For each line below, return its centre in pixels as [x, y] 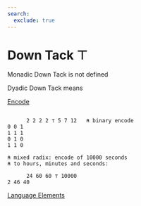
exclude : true [34, 20]
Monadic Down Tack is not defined [58, 75]
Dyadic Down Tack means [45, 88]
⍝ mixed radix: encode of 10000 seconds [68, 158]
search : [19, 14]
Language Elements [36, 195]
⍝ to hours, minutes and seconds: [58, 164]
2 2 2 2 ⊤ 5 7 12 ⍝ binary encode [80, 121]
